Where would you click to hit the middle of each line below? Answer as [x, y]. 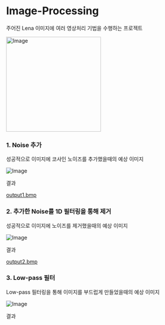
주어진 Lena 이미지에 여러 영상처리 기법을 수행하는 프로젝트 [75, 28]
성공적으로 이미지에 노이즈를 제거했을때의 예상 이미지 [67, 225]
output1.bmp [21, 195]
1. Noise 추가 [24, 145]
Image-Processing [53, 11]
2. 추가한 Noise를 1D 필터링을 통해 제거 [59, 212]
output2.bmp [22, 262]
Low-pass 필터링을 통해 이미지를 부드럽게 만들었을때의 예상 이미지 [83, 292]
